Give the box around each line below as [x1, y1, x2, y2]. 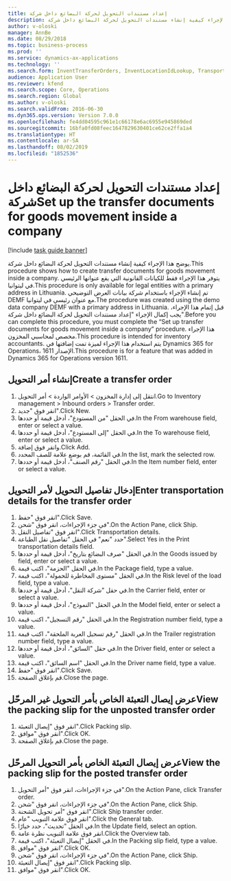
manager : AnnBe [8, 29, 51, 36]
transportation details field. [17, 543, 95, 551]
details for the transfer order [8, 495, 132, 507]
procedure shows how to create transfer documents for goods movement [8, 266, 215, 275]
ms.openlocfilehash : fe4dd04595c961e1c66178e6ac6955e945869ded [8, 118, 193, 125]
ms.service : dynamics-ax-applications [8, 55, 119, 62]
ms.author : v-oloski [8, 99, 67, 106]
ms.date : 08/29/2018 [8, 36, 67, 42]
